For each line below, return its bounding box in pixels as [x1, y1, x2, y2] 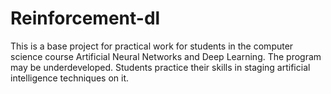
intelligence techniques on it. [10, 72, 130, 84]
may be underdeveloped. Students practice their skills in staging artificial [10, 61, 311, 73]
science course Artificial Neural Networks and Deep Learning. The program [10, 50, 322, 62]
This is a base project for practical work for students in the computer [10, 40, 294, 52]
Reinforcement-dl [10, 7, 161, 30]
